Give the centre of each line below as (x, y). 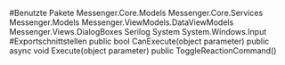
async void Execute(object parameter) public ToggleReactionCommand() (143, 51)
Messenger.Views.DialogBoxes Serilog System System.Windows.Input (138, 32)
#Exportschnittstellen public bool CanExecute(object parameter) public (139, 41)
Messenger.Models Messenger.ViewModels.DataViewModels (122, 22)
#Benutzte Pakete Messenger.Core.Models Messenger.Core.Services (136, 13)
